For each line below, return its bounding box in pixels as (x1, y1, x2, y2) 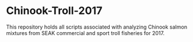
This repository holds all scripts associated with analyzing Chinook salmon (6, 23, 188, 30)
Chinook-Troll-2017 (6, 4, 103, 17)
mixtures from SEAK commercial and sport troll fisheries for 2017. (6, 29, 165, 36)
